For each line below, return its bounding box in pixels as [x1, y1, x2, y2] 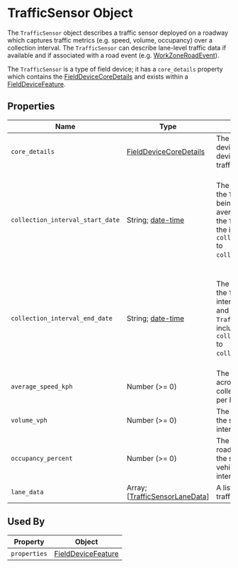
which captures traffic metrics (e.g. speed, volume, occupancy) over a [7, 35, 212, 44]
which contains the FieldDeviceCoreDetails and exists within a [7, 72, 189, 81]
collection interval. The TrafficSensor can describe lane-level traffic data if [7, 43, 227, 52]
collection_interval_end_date [11, 314, 113, 322]
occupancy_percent [11, 454, 73, 462]
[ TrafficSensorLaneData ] [126, 491, 210, 501]
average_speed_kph [11, 382, 73, 391]
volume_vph [11, 416, 47, 424]
